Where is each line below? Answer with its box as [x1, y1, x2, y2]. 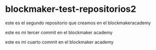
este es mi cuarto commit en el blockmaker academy [5, 39, 114, 45]
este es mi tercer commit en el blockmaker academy [5, 29, 113, 35]
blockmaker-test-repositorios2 [5, 3, 137, 15]
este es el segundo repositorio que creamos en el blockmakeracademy [5, 20, 151, 26]
